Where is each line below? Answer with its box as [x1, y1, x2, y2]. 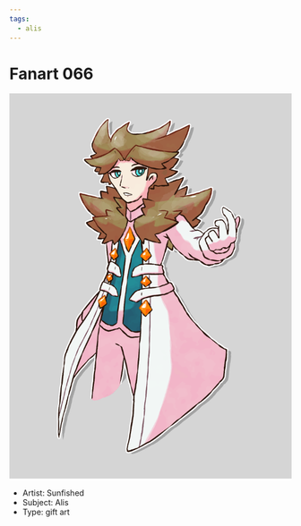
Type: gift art [21, 506, 70, 517]
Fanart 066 [9, 64, 94, 84]
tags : [9, 14, 30, 23]
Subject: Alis [21, 496, 69, 507]
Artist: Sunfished [21, 488, 85, 498]
